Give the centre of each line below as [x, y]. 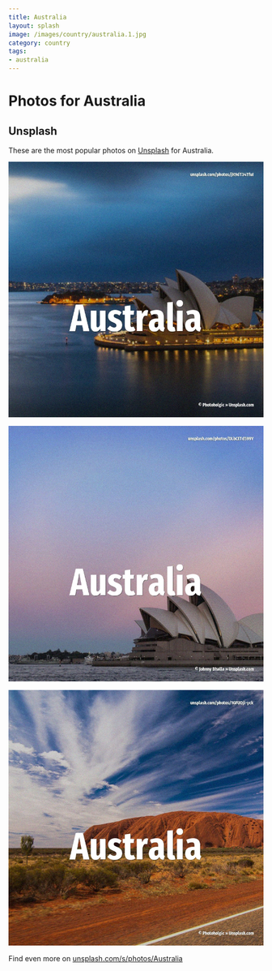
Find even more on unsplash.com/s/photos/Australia [96, 958]
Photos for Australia [77, 101]
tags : [17, 52]
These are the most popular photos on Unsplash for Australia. [111, 150]
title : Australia [38, 17]
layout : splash [34, 26]
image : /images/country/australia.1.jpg [78, 34]
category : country [39, 43]
